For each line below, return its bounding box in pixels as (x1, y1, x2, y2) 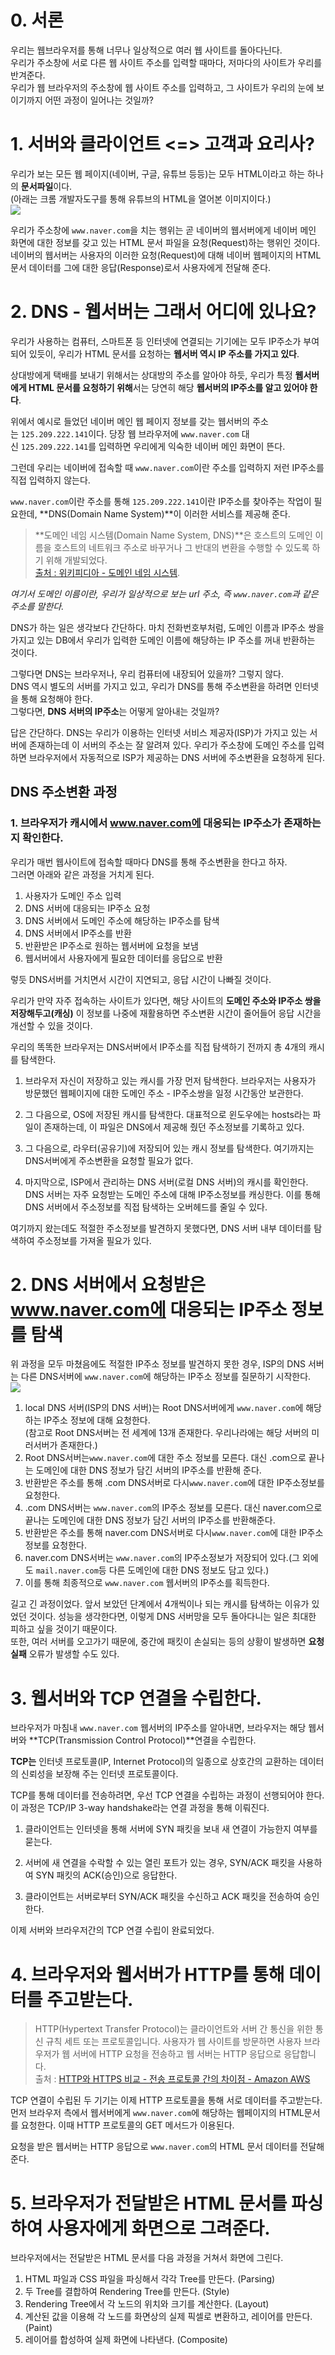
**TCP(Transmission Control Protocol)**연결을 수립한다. (28, 1734, 257, 1746)
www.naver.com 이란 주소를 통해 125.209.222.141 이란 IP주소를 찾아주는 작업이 (10, 495, 312, 507)
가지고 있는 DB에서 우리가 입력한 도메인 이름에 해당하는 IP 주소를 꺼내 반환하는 (10, 634, 316, 646)
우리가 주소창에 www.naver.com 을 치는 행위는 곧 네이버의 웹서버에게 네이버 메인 (10, 224, 317, 236)
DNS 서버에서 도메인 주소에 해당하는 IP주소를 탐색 (24, 914, 220, 926)
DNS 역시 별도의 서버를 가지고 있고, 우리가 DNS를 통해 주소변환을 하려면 (10, 680, 293, 692)
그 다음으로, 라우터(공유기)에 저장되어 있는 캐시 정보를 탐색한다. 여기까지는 (24, 1142, 315, 1154)
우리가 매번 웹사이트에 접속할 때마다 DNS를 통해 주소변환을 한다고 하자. (10, 856, 288, 868)
